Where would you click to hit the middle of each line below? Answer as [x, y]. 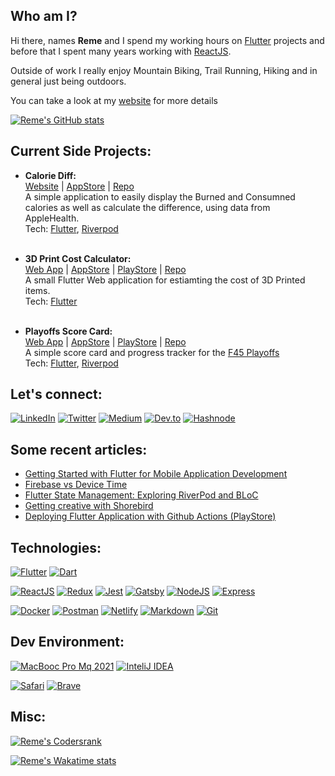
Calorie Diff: [50, 175]
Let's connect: [56, 394]
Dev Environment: [67, 642]
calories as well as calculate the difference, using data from [147, 207]
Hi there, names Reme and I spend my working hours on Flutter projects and [167, 40]
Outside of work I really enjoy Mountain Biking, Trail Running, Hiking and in [164, 70]
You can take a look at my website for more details [114, 100]
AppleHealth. [52, 218]
